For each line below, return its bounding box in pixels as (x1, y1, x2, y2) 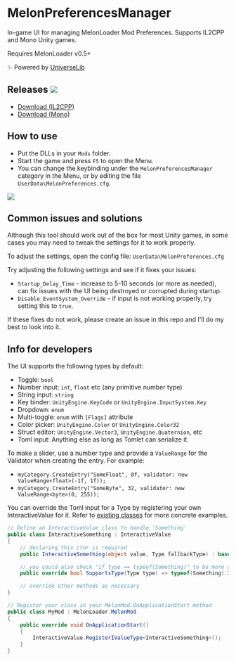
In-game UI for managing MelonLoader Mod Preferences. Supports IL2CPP (7, 28, 225, 37)
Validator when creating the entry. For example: (7, 456, 145, 465)
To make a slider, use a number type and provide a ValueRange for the (7, 449, 208, 458)
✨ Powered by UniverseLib (7, 63, 86, 71)
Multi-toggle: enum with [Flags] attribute (17, 413, 133, 421)
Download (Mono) (17, 110, 70, 118)
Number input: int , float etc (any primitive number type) (17, 383, 183, 392)
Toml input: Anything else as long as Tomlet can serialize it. (17, 435, 190, 444)
